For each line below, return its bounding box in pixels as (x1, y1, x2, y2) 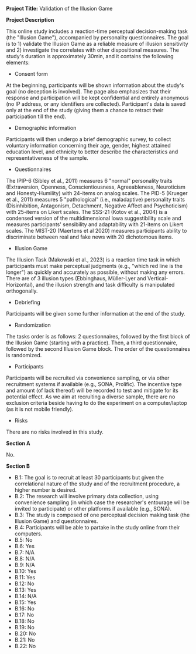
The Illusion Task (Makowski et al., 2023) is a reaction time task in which (6, 256, 181, 263)
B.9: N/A (14, 561, 35, 568)
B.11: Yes (14, 574, 36, 581)
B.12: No (14, 580, 35, 587)
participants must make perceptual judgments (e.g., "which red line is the (6, 263, 183, 269)
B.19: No (14, 624, 35, 630)
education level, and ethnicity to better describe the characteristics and (6, 148, 178, 155)
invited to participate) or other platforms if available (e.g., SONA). (14, 505, 171, 512)
